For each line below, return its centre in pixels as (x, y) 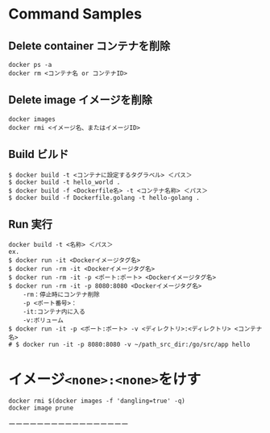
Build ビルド (39, 154)
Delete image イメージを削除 (81, 100)
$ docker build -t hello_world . (64, 182)
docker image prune (41, 408)
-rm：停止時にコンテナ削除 (61, 295)
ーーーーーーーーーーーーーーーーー (69, 424)
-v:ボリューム (44, 321)
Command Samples (75, 14)
